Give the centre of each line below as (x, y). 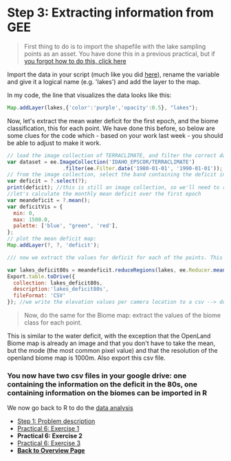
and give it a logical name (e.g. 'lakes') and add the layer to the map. (104, 81)
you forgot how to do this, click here (75, 61)
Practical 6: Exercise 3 (49, 443)
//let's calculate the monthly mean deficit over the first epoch (104, 194)
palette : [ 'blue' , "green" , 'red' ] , (66, 226)
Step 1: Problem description (56, 421)
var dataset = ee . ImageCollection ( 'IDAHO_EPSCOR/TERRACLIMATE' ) (101, 162)
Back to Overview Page (51, 451)
